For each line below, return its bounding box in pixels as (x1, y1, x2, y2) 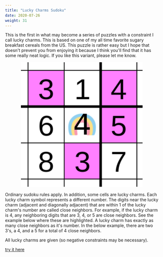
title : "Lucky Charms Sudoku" (5, 8, 67, 13)
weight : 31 (5, 18, 27, 23)
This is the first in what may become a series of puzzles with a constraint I (5, 32, 154, 38)
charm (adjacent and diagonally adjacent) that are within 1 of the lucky (5, 202, 146, 208)
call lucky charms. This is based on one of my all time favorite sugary (5, 37, 144, 43)
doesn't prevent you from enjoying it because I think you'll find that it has (5, 48, 152, 53)
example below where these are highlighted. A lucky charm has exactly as (5, 218, 154, 223)
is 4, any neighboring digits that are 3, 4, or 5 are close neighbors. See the (5, 212, 154, 218)
